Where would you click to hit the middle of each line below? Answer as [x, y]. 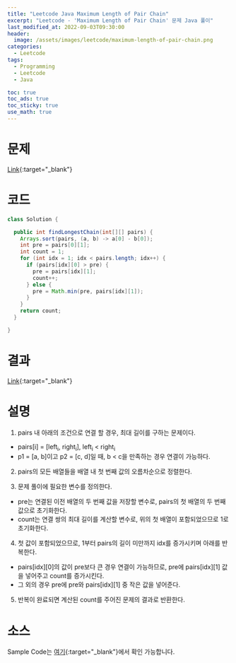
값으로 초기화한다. [42, 510]
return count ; [41, 311]
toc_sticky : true [33, 106]
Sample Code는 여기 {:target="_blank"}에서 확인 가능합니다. [91, 652]
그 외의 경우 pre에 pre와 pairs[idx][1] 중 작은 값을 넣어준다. [99, 585]
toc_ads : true [28, 99]
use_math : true [30, 112]
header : [19, 34]
